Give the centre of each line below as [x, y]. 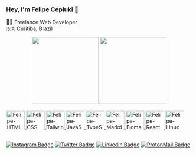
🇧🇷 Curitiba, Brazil [30, 28]
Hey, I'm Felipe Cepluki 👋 [42, 9]
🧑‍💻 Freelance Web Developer [42, 22]
